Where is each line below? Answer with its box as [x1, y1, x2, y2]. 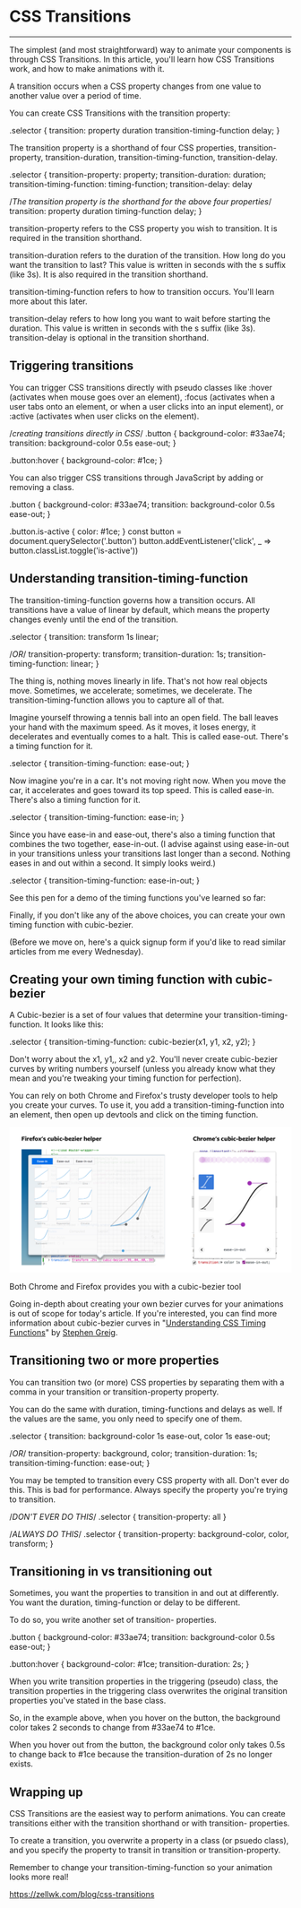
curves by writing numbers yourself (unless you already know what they [9, 1064, 276, 1075]
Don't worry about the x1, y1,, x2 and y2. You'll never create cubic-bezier [9, 1054, 279, 1065]
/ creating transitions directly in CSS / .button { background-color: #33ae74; [9, 427, 286, 438]
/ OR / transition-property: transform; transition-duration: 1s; [9, 648, 227, 660]
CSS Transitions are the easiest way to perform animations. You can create [9, 1809, 286, 1819]
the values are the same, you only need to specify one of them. [9, 1413, 243, 1424]
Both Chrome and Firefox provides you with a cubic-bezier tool [9, 1281, 242, 1291]
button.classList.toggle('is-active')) [9, 545, 139, 556]
